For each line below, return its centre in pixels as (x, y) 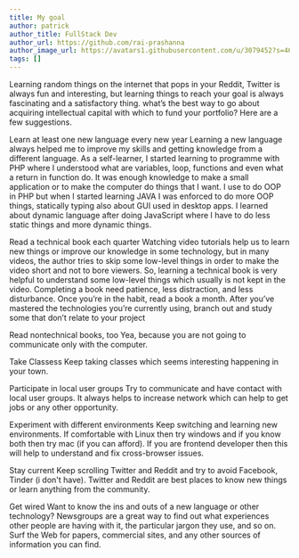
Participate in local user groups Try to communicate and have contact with (146, 388)
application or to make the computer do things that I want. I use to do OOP (145, 187)
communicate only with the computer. (79, 345)
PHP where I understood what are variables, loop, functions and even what (146, 168)
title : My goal (37, 17)
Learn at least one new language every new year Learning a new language (146, 139)
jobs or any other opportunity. (64, 407)
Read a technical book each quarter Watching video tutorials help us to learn (149, 242)
